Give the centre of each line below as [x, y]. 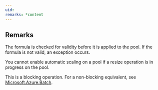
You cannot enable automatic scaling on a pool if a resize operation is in [79, 62]
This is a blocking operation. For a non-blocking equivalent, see [71, 77]
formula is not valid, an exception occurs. [48, 52]
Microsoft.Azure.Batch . [29, 82]
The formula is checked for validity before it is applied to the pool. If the [79, 47]
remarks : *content [24, 15]
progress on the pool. [27, 67]
